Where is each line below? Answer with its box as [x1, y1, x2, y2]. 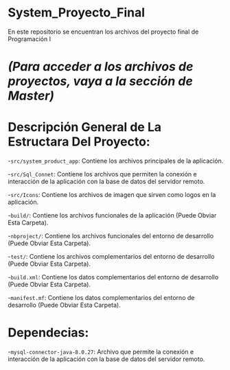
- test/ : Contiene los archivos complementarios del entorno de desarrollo [8, 253, 215, 261]
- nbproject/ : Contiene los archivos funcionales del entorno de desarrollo [8, 232, 214, 240]
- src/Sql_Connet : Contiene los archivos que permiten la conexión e [8, 170, 198, 178]
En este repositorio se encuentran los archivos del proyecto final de [8, 27, 199, 36]
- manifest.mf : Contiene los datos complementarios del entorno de [8, 294, 195, 302]
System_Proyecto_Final [8, 5, 146, 21]
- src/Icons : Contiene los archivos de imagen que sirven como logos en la [8, 191, 216, 199]
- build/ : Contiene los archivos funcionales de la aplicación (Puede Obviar [8, 211, 217, 220]
